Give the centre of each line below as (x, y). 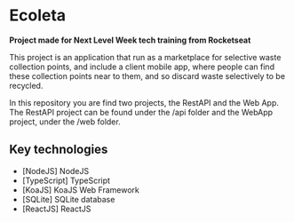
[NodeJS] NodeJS (56, 170)
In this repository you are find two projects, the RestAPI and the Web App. (144, 102)
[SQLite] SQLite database (68, 199)
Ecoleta (38, 16)
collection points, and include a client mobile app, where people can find (142, 67)
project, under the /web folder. (65, 122)
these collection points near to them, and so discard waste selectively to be (147, 75)
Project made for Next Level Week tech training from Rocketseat (130, 40)
